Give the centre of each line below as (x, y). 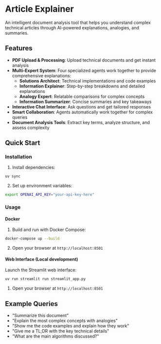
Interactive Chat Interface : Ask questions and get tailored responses (81, 107)
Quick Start (23, 143)
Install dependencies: (34, 168)
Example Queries (32, 304)
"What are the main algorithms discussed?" (55, 336)
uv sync (13, 176)
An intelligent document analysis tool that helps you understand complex (78, 22)
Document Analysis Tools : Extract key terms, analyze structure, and (81, 122)
